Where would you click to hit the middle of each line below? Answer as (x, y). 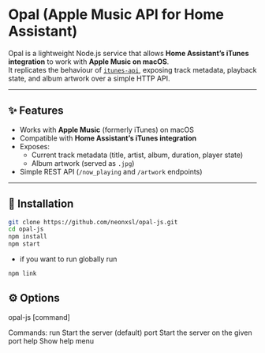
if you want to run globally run (68, 259)
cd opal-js (26, 229)
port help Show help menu (51, 340)
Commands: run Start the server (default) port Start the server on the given (130, 332)
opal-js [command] (39, 317)
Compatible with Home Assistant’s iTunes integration (108, 138)
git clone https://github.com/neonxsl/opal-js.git (93, 222)
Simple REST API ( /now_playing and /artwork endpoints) (111, 171)
